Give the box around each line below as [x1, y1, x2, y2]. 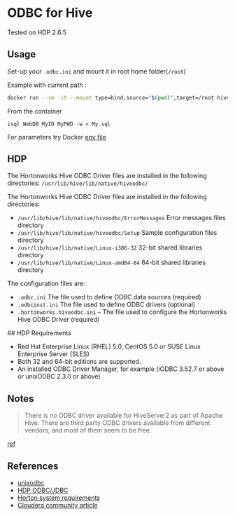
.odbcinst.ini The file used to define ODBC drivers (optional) [17, 300, 196, 309]
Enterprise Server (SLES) [17, 350, 90, 358]
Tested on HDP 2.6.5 [7, 28, 67, 36]
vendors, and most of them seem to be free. [24, 426, 152, 435]
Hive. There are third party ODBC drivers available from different [24, 419, 211, 427]
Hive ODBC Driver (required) [17, 315, 100, 324]
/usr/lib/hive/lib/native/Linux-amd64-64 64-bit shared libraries [17, 258, 206, 267]
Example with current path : [7, 81, 87, 89]
